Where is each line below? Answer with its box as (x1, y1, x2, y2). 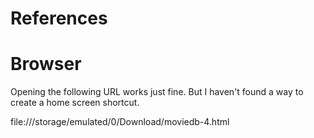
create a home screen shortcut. (10, 97, 140, 109)
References (10, 7, 108, 30)
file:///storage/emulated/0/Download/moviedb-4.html (10, 116, 230, 128)
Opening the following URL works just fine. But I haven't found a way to (10, 86, 304, 98)
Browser (10, 53, 82, 76)
